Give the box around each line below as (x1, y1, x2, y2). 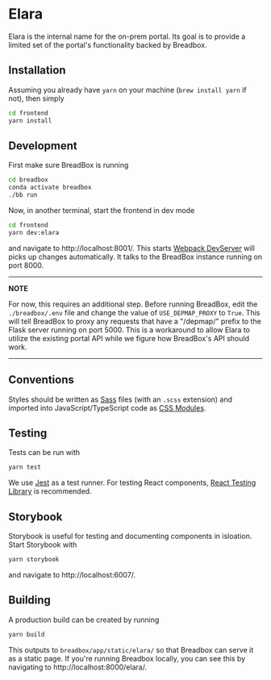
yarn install (8, 116, 52, 125)
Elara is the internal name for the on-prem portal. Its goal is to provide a (8, 31, 246, 41)
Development (8, 139, 78, 152)
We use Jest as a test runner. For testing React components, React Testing (8, 478, 256, 488)
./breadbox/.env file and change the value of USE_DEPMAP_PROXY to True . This (8, 307, 261, 317)
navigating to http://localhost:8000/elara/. (8, 662, 148, 672)
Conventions (8, 373, 75, 387)
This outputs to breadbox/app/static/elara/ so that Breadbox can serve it (8, 645, 254, 654)
